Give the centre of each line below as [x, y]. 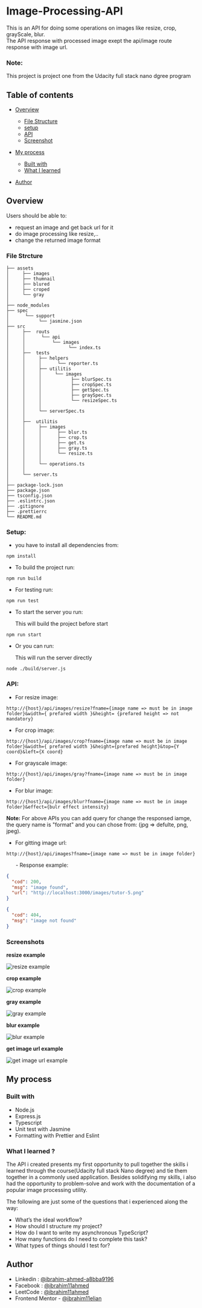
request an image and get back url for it [64, 227]
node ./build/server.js [36, 669]
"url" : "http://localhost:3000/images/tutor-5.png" [78, 893]
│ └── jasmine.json [44, 322]
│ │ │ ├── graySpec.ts [59, 395]
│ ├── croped [28, 290]
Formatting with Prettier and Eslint [57, 1135]
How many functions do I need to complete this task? [81, 1239]
